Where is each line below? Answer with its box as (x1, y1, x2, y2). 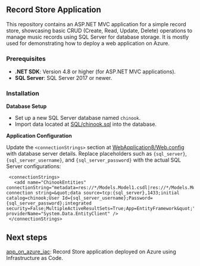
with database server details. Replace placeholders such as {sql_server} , (6, 150, 187, 157)
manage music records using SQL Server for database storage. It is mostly (6, 33, 189, 41)
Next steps (6, 232, 48, 242)
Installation (6, 89, 40, 98)
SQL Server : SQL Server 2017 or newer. (14, 75, 112, 82)
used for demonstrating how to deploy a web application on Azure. (6, 39, 170, 47)
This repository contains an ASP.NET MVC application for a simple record (6, 20, 186, 27)
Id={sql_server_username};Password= (62, 195, 153, 202)
